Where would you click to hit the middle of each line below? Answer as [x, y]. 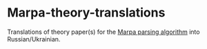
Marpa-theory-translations [86, 13]
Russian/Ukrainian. [34, 39]
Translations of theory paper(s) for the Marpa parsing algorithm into [103, 32]
